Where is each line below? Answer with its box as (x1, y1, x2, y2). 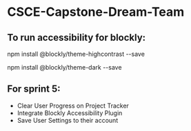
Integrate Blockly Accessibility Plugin (17, 108, 123, 117)
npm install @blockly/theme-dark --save (7, 63, 122, 71)
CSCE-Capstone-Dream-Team (7, 4, 185, 20)
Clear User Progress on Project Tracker (17, 101, 130, 110)
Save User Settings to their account (17, 116, 119, 124)
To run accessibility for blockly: (7, 32, 146, 43)
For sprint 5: (7, 83, 61, 95)
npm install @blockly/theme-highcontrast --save (7, 50, 145, 58)
